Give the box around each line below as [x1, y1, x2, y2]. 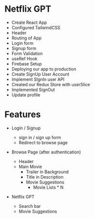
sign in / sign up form [18, 134, 61, 140]
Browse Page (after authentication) [11, 149, 81, 155]
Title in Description [26, 174, 64, 180]
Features [4, 109, 41, 120]
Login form [11, 40, 34, 46]
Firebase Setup [11, 61, 42, 67]
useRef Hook [11, 55, 38, 61]
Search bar [18, 203, 41, 209]
